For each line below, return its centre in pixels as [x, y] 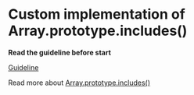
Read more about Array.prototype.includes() [79, 83]
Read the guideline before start [60, 52]
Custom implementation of [97, 14]
